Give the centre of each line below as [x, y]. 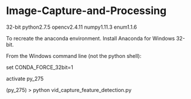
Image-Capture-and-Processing [86, 11]
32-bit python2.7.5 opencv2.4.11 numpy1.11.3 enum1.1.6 [72, 27]
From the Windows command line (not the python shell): [74, 56]
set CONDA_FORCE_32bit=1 [40, 67]
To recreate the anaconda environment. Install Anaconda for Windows [91, 38]
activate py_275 [25, 78]
